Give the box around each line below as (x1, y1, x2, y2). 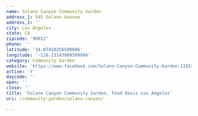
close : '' (6, 85, 31, 91)
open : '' (6, 80, 28, 86)
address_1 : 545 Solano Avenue (6, 14, 81, 20)
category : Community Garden (6, 57, 75, 63)
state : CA (6, 30, 31, 36)
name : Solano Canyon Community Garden (6, 8, 101, 15)
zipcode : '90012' (6, 36, 49, 42)
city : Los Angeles (6, 25, 51, 31)
